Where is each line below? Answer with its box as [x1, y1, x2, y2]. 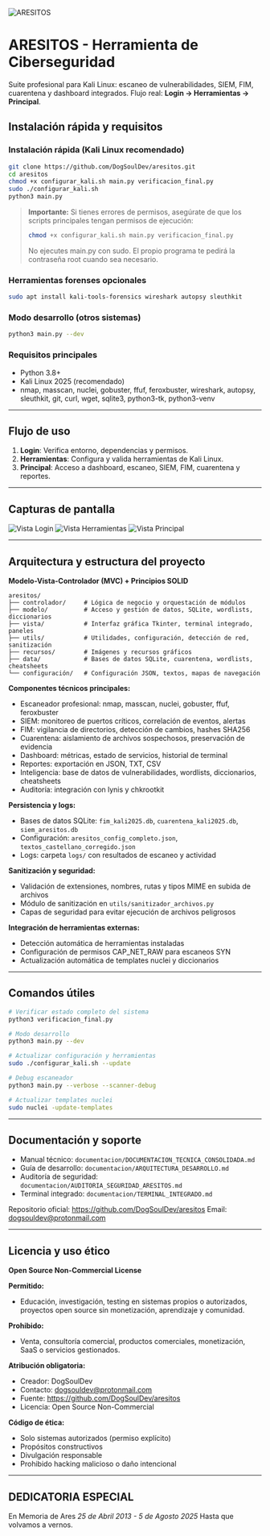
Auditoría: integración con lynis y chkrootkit [19, 785, 165, 794]
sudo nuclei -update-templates [8, 1103, 113, 1112]
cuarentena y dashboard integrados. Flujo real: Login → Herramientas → [8, 88, 249, 98]
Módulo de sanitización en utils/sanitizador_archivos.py [19, 898, 215, 908]
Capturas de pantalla [8, 502, 115, 516]
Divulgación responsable [19, 1451, 103, 1460]
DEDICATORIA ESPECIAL [8, 1490, 134, 1504]
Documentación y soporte [8, 1133, 142, 1147]
